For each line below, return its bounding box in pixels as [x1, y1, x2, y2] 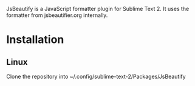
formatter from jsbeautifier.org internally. [6, 12, 108, 19]
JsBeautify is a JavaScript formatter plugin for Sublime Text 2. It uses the [6, 5, 190, 12]
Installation [6, 33, 64, 47]
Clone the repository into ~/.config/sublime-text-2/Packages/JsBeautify [6, 73, 186, 80]
